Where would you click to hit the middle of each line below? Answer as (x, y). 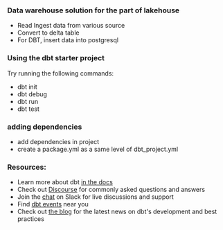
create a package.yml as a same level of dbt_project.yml (98, 149)
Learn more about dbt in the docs (65, 182)
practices (31, 219)
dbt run (28, 101)
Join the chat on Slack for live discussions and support (96, 197)
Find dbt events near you (53, 204)
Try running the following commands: (61, 73)
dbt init (27, 87)
